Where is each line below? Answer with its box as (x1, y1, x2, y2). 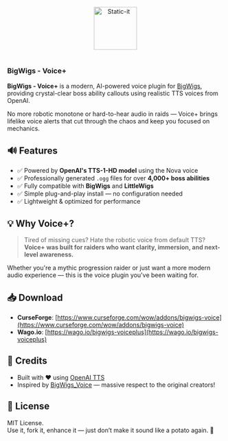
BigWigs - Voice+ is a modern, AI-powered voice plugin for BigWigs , (7, 82, 203, 90)
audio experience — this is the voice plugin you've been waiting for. (7, 271, 199, 279)
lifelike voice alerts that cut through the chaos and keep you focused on (7, 117, 210, 125)
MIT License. (7, 418, 44, 427)
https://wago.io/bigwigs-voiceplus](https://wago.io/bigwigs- (47, 328, 218, 336)
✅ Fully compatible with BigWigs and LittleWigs (16, 182, 155, 190)
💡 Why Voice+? (7, 217, 74, 229)
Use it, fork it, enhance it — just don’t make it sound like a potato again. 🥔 (7, 426, 214, 434)
